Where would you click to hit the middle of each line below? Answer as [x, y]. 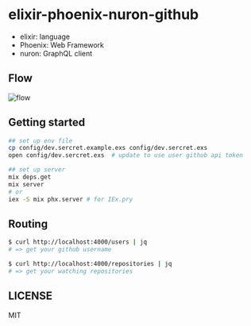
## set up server [37, 170]
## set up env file [41, 140]
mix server [26, 184]
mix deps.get [30, 177]
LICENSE [31, 296]
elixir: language [45, 36]
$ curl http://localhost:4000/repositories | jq [90, 264]
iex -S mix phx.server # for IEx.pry [71, 199]
